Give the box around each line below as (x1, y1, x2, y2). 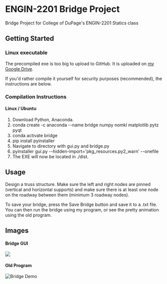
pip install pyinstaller (12, 138, 55, 144)
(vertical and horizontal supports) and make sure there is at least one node (5, 187, 159, 192)
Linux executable (5, 49, 48, 56)
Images (5, 226, 29, 235)
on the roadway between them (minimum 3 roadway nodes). (5, 191, 130, 197)
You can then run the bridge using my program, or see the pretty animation (5, 206, 160, 212)
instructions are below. (5, 81, 52, 87)
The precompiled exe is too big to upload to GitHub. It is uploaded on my (5, 61, 155, 67)
